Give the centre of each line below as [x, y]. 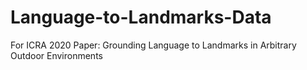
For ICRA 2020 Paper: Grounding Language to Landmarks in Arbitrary [153, 45]
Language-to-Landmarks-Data [141, 17]
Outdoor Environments [56, 55]
